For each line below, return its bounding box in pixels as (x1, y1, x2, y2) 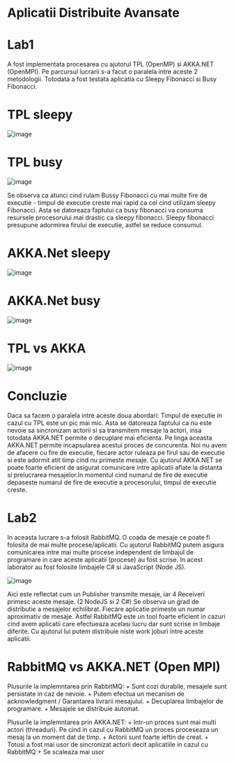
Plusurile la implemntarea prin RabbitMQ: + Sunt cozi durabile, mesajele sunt (7, 682, 227, 690)
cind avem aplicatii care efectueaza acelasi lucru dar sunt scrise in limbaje (7, 619, 221, 628)
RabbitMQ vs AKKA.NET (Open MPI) (7, 659, 221, 675)
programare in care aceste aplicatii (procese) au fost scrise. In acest (7, 555, 203, 563)
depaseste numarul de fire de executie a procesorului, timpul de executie (7, 477, 217, 487)
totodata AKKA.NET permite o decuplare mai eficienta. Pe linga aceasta (7, 433, 212, 442)
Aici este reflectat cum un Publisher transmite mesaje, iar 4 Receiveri (7, 589, 205, 598)
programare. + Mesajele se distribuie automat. (7, 704, 140, 712)
